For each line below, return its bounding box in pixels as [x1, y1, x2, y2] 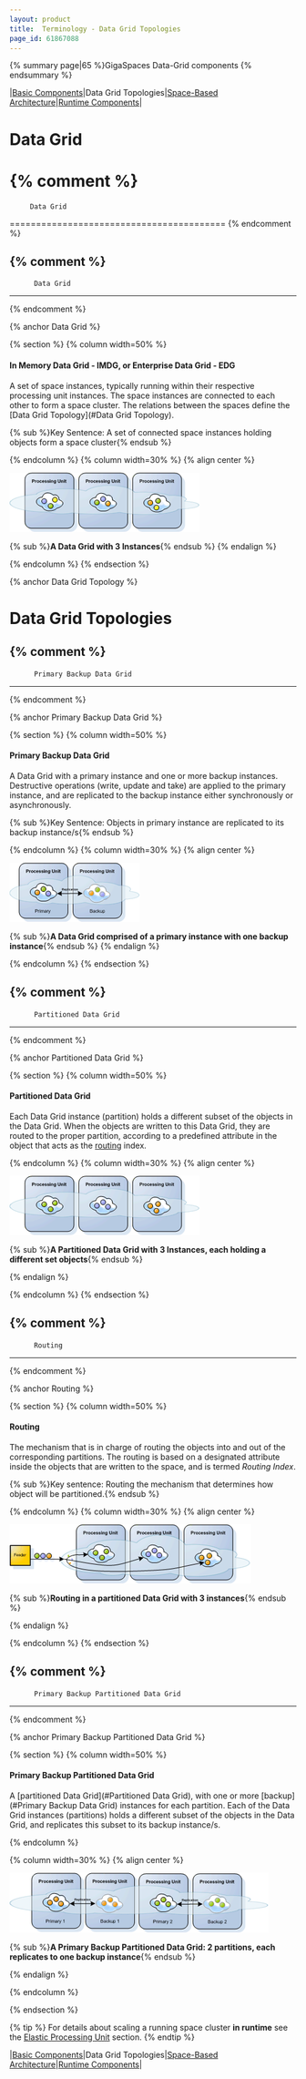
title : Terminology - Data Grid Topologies [9, 24, 181, 34]
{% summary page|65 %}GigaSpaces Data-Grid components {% [9, 60, 252, 71]
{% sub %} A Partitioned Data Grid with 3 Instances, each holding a [9, 1244, 267, 1255]
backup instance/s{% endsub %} [9, 826, 135, 837]
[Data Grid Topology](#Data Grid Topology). [9, 409, 175, 420]
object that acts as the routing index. [9, 1140, 148, 1151]
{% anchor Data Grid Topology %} [9, 576, 138, 587]
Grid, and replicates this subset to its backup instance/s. [9, 1818, 221, 1830]
